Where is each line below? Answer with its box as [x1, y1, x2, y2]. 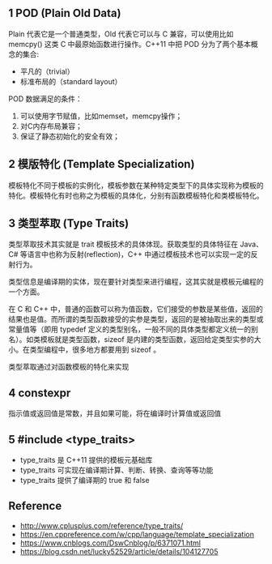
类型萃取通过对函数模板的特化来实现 [8, 362, 130, 372]
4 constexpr [8, 386, 71, 399]
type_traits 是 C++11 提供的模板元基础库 [19, 455, 153, 465]
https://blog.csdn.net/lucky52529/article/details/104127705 [19, 546, 219, 556]
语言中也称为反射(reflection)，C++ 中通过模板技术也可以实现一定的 [27, 250, 251, 259]
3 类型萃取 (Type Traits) [8, 216, 130, 230]
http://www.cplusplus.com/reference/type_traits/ [19, 520, 184, 530]
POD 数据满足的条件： [8, 93, 83, 104]
